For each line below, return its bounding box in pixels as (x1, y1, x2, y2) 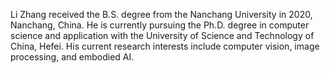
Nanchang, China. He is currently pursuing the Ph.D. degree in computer (10, 19, 310, 31)
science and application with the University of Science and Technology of (10, 30, 315, 41)
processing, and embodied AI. (10, 51, 135, 63)
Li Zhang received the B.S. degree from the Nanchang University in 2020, (10, 9, 313, 20)
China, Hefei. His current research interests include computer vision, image (10, 40, 320, 52)
